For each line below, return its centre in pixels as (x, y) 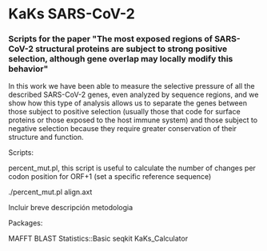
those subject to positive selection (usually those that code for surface (125, 112)
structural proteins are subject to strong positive (131, 49)
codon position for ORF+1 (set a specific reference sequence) (110, 177)
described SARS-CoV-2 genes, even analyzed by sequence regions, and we (133, 95)
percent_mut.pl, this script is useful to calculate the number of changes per (132, 168)
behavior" (28, 69)
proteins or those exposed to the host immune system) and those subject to (133, 120)
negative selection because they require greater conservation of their (123, 129)
